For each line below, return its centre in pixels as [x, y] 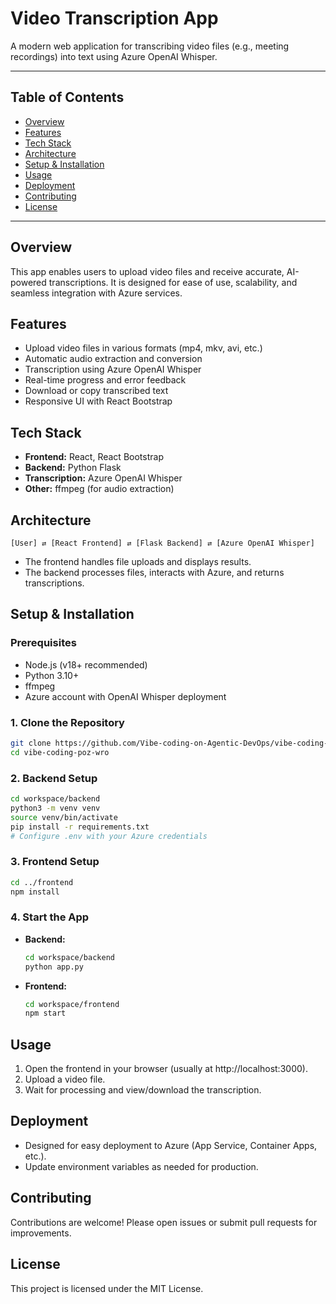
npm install [35, 892]
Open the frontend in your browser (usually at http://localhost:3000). [166, 1069]
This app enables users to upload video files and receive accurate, [147, 271]
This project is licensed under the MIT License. [107, 1288]
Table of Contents [67, 97]
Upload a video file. [65, 1079]
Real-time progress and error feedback [105, 380]
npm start [45, 1013]
